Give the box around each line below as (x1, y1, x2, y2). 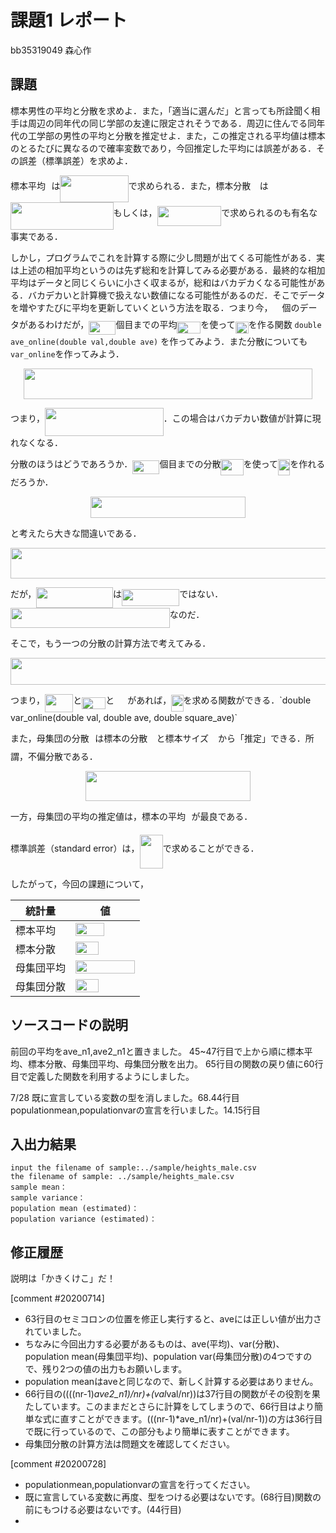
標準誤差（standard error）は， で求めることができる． (10, 842, 260, 854)
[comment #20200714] (10, 1292, 105, 1305)
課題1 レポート (10, 9, 128, 32)
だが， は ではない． (10, 588, 224, 600)
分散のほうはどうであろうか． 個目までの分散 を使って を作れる (10, 458, 326, 470)
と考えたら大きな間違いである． (10, 527, 142, 540)
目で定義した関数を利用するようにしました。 (10, 1070, 195, 1082)
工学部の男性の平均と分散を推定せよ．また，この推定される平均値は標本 (27, 129, 326, 141)
